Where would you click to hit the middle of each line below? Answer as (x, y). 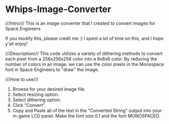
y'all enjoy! (16, 43)
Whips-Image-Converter (58, 9)
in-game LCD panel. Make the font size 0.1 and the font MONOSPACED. (86, 116)
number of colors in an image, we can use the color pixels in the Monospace (85, 64)
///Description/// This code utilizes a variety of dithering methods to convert (84, 53)
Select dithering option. (37, 100)
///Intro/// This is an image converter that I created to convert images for (80, 23)
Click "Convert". (29, 105)
